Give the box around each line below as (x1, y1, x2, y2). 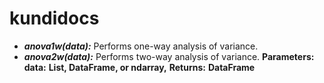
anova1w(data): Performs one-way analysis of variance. (23, 40, 259, 52)
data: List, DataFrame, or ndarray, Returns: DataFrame (23, 61, 256, 73)
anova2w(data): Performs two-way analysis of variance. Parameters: (23, 50, 315, 62)
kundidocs (9, 7, 100, 30)
